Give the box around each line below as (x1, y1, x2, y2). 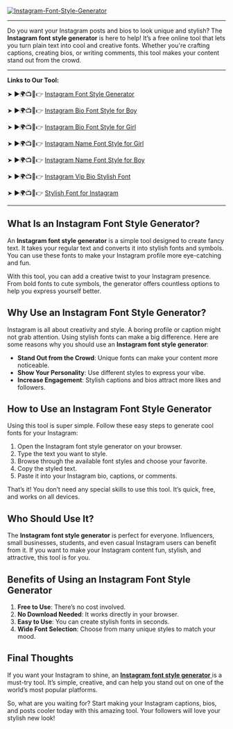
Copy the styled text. (17, 464, 78, 473)
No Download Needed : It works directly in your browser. (17, 610, 179, 619)
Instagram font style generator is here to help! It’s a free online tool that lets (7, 34, 225, 42)
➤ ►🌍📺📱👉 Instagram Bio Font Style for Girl (7, 123, 137, 131)
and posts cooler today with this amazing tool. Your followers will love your (7, 706, 221, 714)
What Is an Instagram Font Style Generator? (7, 218, 200, 230)
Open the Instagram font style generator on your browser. (17, 442, 182, 451)
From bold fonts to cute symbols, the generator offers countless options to (7, 279, 220, 287)
